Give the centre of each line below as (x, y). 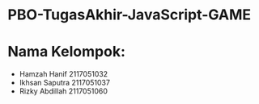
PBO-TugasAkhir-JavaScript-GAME (129, 15)
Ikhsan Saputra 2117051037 (65, 83)
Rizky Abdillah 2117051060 (64, 91)
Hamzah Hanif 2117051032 (64, 74)
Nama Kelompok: (67, 52)
